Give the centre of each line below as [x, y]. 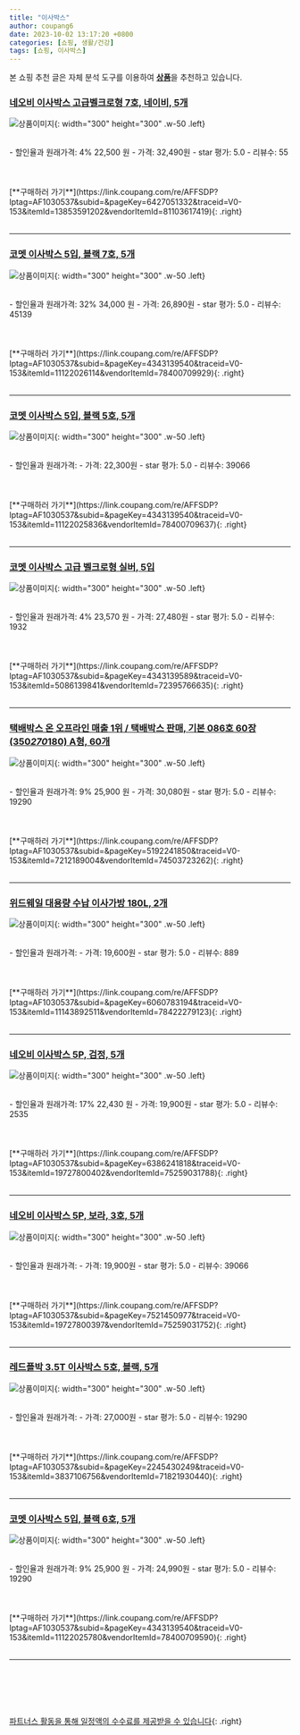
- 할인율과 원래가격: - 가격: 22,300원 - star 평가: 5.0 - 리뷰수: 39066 [130, 465]
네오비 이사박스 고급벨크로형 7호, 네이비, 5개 [99, 103]
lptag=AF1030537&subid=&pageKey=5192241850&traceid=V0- [125, 851]
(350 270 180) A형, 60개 [60, 741]
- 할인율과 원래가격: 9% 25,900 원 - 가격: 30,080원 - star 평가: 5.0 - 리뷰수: [143, 791]
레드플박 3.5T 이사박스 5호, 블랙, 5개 [84, 1367]
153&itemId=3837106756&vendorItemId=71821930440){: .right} [126, 1476]
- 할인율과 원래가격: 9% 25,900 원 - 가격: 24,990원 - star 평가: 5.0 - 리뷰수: [143, 1569]
